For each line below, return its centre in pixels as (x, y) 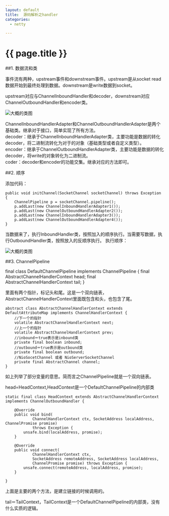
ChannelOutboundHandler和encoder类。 (48, 102)
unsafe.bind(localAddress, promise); (63, 432)
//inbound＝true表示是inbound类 (46, 338)
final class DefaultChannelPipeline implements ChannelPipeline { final (77, 271)
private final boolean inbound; (48, 343)
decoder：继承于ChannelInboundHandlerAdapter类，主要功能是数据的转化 (83, 137)
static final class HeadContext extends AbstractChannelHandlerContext (82, 397)
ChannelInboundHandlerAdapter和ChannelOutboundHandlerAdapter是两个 (83, 124)
